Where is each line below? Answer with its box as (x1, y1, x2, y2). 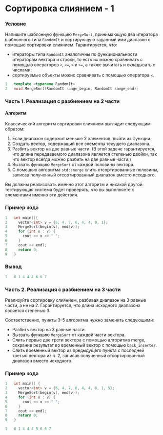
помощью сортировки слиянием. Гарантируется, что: (5, 42, 117, 48)
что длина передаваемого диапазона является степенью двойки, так (12, 151, 157, 157)
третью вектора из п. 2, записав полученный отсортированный (12, 353, 145, 358)
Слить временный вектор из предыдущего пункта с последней (12, 347, 144, 353)
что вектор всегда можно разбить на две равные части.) (12, 156, 131, 162)
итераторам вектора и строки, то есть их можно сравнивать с (12, 57, 143, 63)
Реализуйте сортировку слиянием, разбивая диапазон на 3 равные (5, 297, 146, 303)
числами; (12, 67, 32, 73)
